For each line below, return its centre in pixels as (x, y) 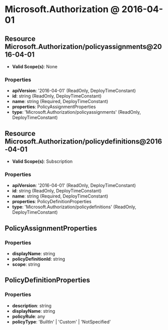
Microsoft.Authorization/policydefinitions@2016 (83, 141)
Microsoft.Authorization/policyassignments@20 (83, 46)
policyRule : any (29, 316)
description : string (32, 305)
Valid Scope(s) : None (35, 66)
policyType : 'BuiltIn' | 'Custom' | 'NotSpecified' (61, 321)
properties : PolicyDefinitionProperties (52, 202)
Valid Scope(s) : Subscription (42, 161)
